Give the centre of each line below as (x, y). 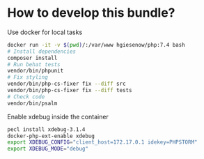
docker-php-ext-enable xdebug (51, 136)
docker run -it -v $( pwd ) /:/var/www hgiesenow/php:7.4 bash (96, 45)
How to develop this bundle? (91, 13)
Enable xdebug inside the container (58, 116)
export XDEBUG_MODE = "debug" (48, 149)
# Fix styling (28, 77)
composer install (32, 58)
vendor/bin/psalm (32, 103)
